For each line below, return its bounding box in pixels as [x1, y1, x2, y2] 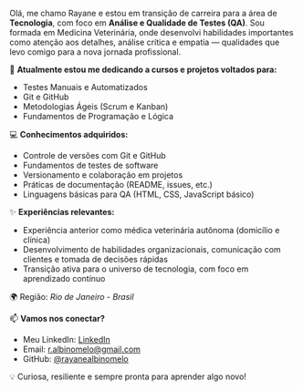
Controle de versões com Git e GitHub [22, 150, 166, 160]
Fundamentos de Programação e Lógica [22, 111, 174, 121]
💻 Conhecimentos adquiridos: [9, 129, 129, 139]
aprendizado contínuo [22, 273, 106, 283]
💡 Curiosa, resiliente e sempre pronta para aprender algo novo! [9, 371, 246, 382]
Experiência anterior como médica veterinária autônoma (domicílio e [22, 225, 280, 235]
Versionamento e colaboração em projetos [22, 170, 183, 180]
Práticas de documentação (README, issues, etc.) [22, 180, 213, 190]
